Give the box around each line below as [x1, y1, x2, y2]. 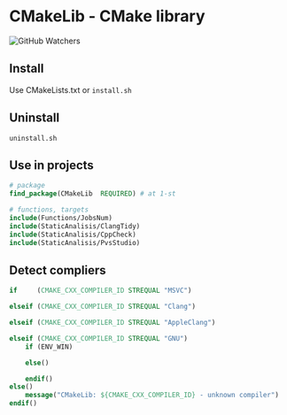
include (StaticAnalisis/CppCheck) [9, 230, 137, 239]
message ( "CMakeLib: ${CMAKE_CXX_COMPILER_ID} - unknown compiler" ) [25, 391, 279, 400]
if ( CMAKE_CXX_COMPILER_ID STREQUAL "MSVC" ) [9, 286, 192, 296]
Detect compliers [9, 263, 106, 278]
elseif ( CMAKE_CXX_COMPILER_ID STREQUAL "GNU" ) [9, 334, 189, 342]
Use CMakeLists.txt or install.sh [9, 84, 132, 95]
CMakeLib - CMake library [9, 6, 206, 27]
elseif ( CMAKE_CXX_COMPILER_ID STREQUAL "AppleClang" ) [9, 319, 216, 327]
